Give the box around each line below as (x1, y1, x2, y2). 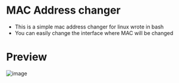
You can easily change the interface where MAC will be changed (14, 29, 174, 36)
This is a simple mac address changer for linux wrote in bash (14, 23, 164, 30)
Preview (6, 50, 48, 64)
